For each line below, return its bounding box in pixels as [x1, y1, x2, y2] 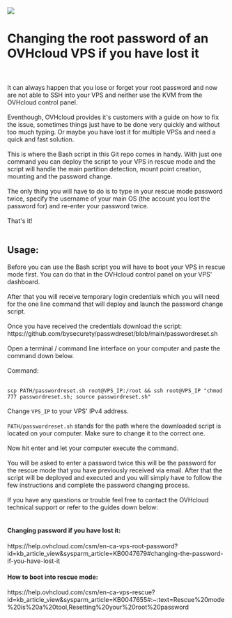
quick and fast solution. [7, 135, 75, 144]
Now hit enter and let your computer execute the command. [7, 444, 179, 452]
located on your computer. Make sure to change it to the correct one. [7, 428, 206, 438]
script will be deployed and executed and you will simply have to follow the [7, 473, 222, 481]
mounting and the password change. [7, 172, 113, 180]
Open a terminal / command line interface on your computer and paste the [7, 344, 221, 353]
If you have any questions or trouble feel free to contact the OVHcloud [7, 495, 209, 504]
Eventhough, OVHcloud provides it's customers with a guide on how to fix [7, 113, 219, 121]
